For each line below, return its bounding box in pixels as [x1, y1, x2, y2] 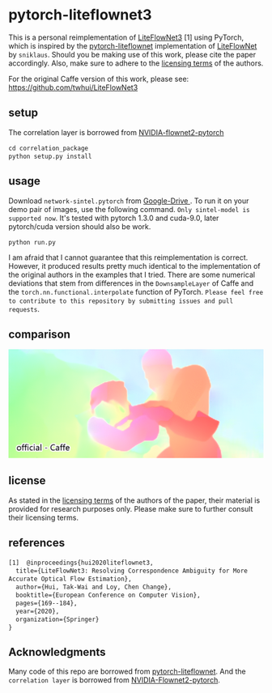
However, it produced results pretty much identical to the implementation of [8, 261, 261, 270]
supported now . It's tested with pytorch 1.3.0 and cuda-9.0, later [8, 213, 219, 223]
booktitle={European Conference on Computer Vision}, [15, 591, 201, 599]
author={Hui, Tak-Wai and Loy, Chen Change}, [15, 583, 172, 591]
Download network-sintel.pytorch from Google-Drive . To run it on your [8, 196, 249, 206]
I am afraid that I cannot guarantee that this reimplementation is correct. [8, 253, 249, 262]
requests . [8, 304, 40, 313]
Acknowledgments [8, 645, 107, 659]
